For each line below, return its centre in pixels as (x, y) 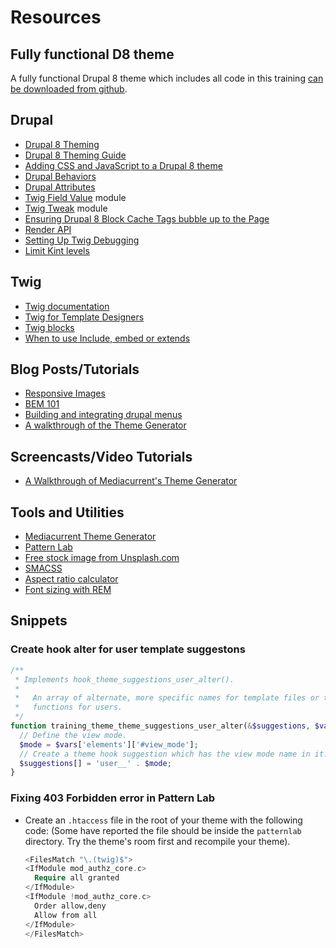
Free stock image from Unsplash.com (102, 558)
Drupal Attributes (60, 187)
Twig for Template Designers (84, 317)
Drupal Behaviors (60, 176)
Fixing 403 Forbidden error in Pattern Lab (113, 798)
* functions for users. (68, 707)
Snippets (39, 621)
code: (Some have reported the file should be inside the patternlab (163, 830)
